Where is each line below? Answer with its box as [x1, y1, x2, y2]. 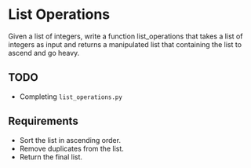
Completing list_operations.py [19, 92, 123, 101]
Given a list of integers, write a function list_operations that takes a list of [8, 31, 243, 41]
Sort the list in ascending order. [19, 135, 122, 144]
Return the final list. [19, 152, 83, 162]
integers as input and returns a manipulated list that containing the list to [8, 39, 242, 49]
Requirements [8, 115, 78, 128]
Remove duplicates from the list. [19, 144, 124, 153]
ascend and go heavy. [8, 48, 80, 57]
